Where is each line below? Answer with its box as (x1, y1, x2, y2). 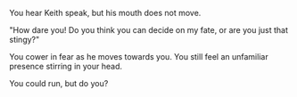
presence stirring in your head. (9, 61, 123, 71)
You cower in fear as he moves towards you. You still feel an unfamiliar (9, 52, 269, 61)
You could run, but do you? (9, 78, 109, 88)
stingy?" (9, 35, 40, 44)
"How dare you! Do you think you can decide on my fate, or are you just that (9, 25, 288, 35)
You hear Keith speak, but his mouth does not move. (9, 8, 202, 18)
